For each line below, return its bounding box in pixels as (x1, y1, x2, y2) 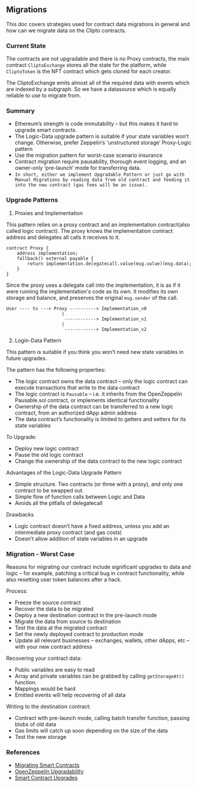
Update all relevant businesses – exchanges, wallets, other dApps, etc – (14, 637, 190, 644)
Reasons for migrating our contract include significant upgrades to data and (6, 564, 191, 570)
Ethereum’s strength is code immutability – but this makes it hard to (14, 120, 179, 127)
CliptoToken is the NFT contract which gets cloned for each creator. (6, 68, 172, 75)
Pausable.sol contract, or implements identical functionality (14, 396, 160, 403)
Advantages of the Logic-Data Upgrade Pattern (6, 469, 122, 476)
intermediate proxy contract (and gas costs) (14, 529, 122, 536)
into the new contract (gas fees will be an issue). (14, 182, 148, 188)
